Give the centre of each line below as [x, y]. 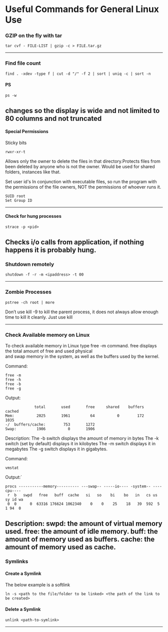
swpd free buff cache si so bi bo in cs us [90, 495]
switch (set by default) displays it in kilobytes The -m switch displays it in [80, 444]
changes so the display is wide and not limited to [82, 111]
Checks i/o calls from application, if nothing [74, 242]
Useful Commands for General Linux [82, 9]
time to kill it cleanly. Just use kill [39, 317]
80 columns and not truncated [53, 119]
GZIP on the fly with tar [34, 36]
